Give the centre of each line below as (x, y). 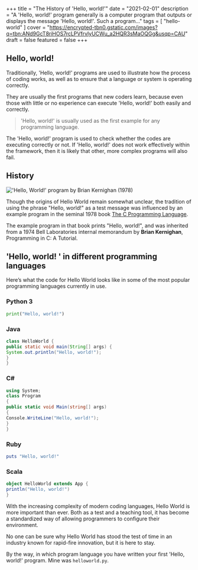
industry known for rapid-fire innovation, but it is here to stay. (81, 542)
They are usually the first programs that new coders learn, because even (95, 96)
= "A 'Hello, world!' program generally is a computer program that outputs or (99, 15)
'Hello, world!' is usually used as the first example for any (90, 120)
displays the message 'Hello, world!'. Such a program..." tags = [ (84, 21)
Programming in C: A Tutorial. (42, 238)
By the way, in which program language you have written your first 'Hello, (95, 554)
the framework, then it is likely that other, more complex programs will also (97, 151)
